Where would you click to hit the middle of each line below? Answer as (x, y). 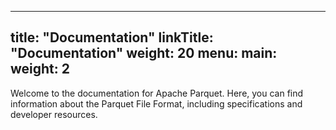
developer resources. (54, 114)
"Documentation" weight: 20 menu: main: (144, 53)
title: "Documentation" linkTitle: (112, 37)
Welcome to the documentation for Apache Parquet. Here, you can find (157, 93)
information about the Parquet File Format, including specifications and (156, 103)
